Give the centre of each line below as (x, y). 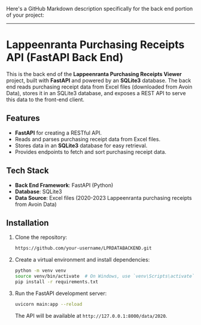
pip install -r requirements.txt (57, 282)
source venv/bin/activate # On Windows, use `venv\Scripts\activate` (105, 277)
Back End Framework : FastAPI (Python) (64, 185)
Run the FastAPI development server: (61, 293)
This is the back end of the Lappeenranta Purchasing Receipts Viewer (94, 74)
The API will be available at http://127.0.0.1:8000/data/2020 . (91, 315)
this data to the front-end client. (45, 99)
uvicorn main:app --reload (48, 304)
